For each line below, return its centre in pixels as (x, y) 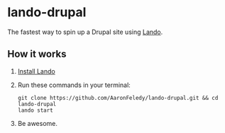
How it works (37, 54)
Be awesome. (38, 123)
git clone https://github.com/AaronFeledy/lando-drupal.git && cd (118, 98)
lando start (35, 110)
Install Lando (36, 71)
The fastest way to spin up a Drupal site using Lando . (85, 32)
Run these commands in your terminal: (74, 85)
